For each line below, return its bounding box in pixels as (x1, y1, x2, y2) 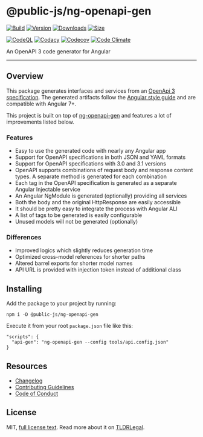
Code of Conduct (14, 390, 59, 397)
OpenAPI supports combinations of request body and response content (14, 167, 193, 174)
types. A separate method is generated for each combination (14, 173, 167, 180)
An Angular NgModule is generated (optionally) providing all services (14, 192, 187, 199)
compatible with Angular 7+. (6, 100, 77, 107)
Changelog (14, 377, 43, 384)
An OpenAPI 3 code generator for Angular (6, 47, 111, 55)
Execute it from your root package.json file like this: (6, 322, 134, 330)
